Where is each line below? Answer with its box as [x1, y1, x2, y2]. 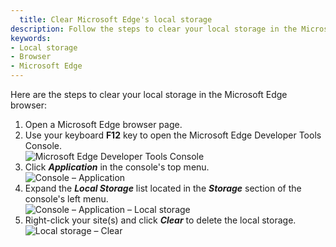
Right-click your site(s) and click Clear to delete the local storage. [24, 214, 297, 226]
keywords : [10, 33, 52, 43]
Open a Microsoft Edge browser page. [24, 119, 183, 130]
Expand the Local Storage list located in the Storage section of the [24, 182, 302, 194]
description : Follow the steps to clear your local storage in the [10, 24, 298, 34]
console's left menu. [24, 193, 109, 205]
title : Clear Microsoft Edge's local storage [19, 14, 213, 25]
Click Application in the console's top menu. [24, 161, 210, 173]
